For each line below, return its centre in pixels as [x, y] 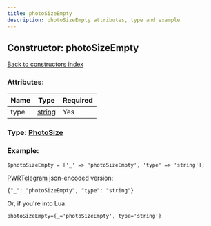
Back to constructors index [46, 64]
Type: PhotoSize [35, 132]
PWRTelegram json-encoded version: [60, 178]
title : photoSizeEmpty [40, 13]
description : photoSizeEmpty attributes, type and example [94, 20]
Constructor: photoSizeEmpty [73, 48]
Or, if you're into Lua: [37, 203]
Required [78, 100]
